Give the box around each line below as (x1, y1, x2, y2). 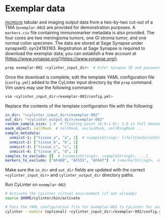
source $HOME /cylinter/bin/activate (5, 196, 80, 201)
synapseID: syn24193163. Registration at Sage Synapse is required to (5, 45, 145, 51)
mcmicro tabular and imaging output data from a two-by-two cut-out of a (5, 19, 153, 25)
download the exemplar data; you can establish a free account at (5, 50, 137, 56)
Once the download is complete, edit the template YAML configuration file (5, 74, 155, 80)
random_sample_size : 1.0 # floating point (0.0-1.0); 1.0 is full (5, 121, 146, 127)
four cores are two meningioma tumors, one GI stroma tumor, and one (5, 35, 146, 41)
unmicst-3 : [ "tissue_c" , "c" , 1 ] (9, 144, 78, 149)
